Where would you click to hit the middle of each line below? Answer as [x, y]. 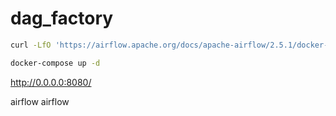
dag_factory [62, 18]
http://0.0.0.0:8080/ [51, 82]
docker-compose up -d [55, 63]
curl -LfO [31, 45]
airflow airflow [40, 101]
